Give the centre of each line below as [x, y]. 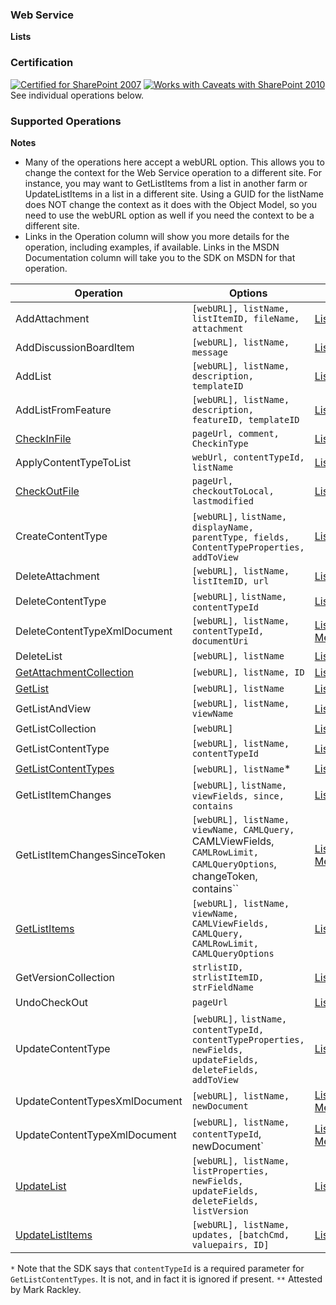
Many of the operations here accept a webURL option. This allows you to [174, 162]
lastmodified [222, 501]
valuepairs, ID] [230, 1244]
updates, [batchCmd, [240, 1234]
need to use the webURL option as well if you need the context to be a [169, 215]
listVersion [220, 1211]
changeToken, [224, 876]
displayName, [222, 527]
